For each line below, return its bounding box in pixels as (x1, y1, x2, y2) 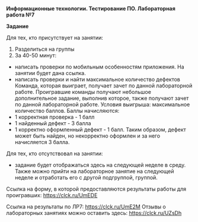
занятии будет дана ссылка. (14, 70, 86, 76)
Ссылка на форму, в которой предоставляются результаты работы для (6, 185, 187, 192)
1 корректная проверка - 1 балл (14, 113, 95, 120)
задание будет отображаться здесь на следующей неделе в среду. (14, 162, 186, 168)
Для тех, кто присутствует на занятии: (6, 34, 104, 41)
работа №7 (6, 11, 35, 18)
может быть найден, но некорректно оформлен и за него (14, 132, 161, 139)
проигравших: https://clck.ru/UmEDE (6, 192, 98, 198)
